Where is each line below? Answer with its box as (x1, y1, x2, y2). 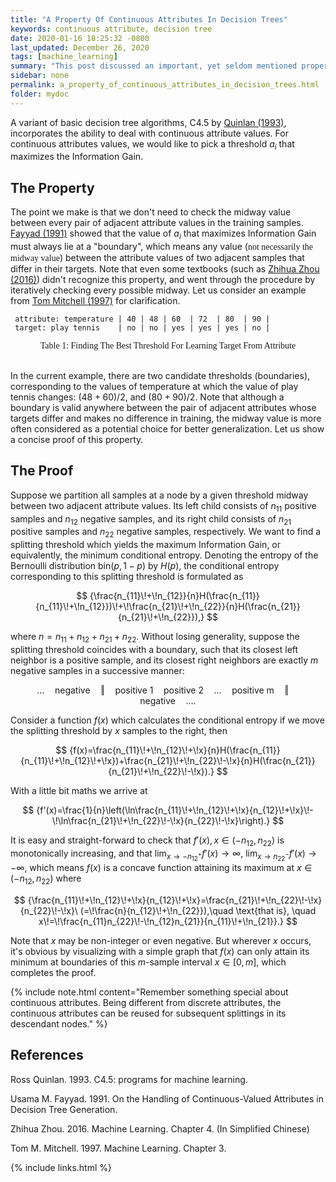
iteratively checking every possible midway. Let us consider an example (10, 284, 307, 296)
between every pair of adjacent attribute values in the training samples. (10, 217, 304, 229)
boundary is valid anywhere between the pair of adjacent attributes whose (10, 402, 317, 414)
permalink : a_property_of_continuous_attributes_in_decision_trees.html (10, 80, 320, 90)
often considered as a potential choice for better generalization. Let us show (10, 423, 325, 435)
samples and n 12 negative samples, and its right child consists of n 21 (10, 512, 292, 527)
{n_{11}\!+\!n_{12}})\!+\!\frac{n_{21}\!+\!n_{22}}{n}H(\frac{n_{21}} (35, 601, 301, 613)
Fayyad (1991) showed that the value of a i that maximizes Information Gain (10, 227, 317, 242)
